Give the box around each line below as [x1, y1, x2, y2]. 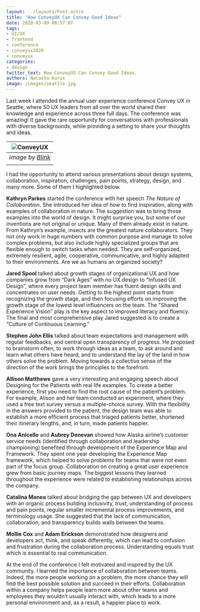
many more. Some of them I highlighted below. [6, 183, 121, 190]
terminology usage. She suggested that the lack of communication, [6, 512, 171, 520]
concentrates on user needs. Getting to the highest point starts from [6, 289, 174, 296]
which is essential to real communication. [6, 549, 108, 557]
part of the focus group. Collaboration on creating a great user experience [6, 463, 189, 470]
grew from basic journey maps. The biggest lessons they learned [6, 469, 167, 476]
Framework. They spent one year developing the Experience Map [6, 450, 167, 457]
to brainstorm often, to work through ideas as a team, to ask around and [6, 345, 183, 352]
